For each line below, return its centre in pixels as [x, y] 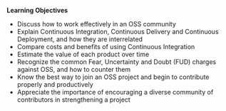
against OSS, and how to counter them [74, 69]
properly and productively [55, 84]
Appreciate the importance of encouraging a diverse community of [115, 92]
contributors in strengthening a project [74, 100]
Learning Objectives [37, 10]
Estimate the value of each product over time [83, 54]
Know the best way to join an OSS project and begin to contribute [113, 77]
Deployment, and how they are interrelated [80, 39]
